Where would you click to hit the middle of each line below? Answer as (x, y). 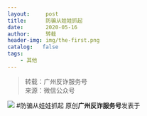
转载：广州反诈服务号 (56, 81)
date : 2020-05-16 (43, 27)
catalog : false (33, 47)
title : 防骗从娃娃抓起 (45, 21)
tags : (15, 54)
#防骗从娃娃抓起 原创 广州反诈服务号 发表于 (78, 105)
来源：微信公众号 (50, 90)
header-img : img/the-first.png (54, 41)
